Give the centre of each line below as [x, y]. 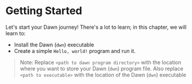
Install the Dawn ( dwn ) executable [54, 45]
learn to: [16, 33]
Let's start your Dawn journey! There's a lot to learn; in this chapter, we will [96, 27]
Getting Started [44, 11]
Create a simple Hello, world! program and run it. [75, 51]
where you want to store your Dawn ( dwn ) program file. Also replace [102, 68]
